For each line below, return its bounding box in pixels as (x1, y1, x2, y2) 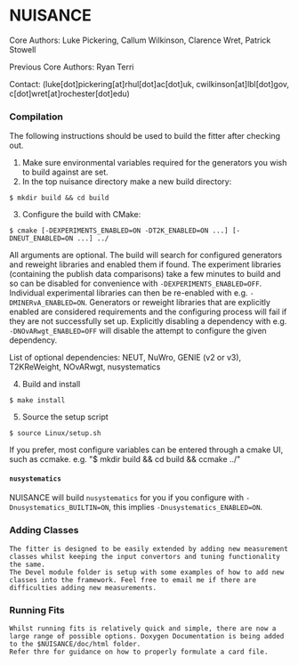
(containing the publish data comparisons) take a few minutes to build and (9, 269, 281, 280)
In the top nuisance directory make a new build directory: (21, 176, 232, 187)
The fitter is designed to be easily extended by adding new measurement (9, 544, 289, 553)
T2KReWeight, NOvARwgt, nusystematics (9, 361, 161, 372)
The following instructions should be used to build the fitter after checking (9, 131, 281, 142)
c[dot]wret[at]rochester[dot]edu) (9, 88, 131, 99)
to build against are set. (21, 166, 109, 178)
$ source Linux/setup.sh (9, 429, 101, 438)
